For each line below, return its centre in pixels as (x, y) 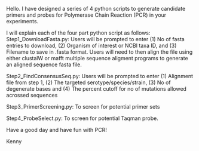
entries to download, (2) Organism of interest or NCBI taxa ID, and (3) (91, 45)
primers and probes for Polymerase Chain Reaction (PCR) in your (86, 15)
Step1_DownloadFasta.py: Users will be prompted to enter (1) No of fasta (96, 39)
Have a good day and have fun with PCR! (57, 130)
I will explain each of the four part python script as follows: (78, 33)
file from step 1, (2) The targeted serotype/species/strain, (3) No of (89, 82)
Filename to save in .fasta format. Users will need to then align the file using (99, 52)
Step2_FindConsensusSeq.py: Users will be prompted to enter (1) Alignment (99, 76)
